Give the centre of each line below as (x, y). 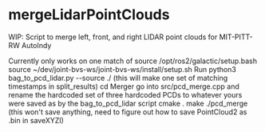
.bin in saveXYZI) (36, 120)
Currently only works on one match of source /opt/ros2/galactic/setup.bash (133, 61)
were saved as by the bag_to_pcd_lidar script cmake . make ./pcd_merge (128, 103)
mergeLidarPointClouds (89, 15)
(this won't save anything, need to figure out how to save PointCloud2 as (128, 112)
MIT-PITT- (236, 37)
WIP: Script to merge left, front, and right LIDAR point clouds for (113, 37)
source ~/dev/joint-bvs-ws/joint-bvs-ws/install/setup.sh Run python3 (123, 69)
